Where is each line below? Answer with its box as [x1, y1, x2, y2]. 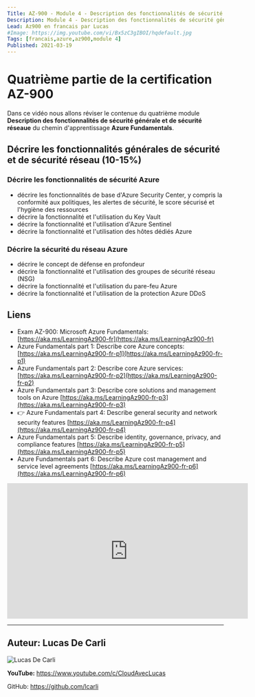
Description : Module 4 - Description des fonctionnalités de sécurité [7, 17, 214, 23]
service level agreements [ [16, 462, 93, 470]
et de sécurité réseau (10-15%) [7, 154, 142, 166]
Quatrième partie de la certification [7, 72, 212, 87]
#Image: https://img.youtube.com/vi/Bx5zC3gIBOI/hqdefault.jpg [7, 29, 192, 36]
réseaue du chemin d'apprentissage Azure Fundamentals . [7, 123, 174, 131]
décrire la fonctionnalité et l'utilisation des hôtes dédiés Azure [16, 227, 192, 235]
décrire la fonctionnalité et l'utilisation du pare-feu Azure [16, 281, 177, 290]
